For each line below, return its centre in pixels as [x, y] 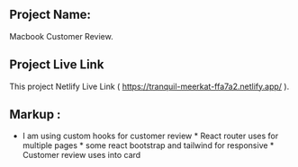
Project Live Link [57, 65]
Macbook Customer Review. [62, 36]
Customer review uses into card [81, 155]
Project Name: [50, 15]
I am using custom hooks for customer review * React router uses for [150, 136]
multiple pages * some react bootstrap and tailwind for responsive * [148, 145]
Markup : [35, 114]
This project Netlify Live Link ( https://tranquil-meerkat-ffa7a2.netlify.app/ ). [149, 86]
